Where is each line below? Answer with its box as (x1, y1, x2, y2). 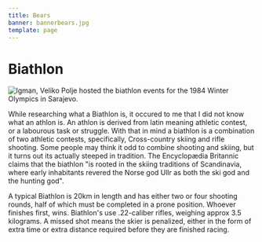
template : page (8, 26, 58, 34)
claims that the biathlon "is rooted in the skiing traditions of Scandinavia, (8, 159, 242, 169)
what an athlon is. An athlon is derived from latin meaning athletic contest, (8, 118, 248, 127)
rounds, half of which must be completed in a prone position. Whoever (8, 200, 236, 209)
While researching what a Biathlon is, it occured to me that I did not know (8, 109, 245, 119)
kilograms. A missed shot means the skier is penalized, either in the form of (8, 217, 252, 226)
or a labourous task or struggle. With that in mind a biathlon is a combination (8, 126, 255, 136)
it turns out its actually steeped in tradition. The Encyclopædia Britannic (8, 151, 239, 161)
